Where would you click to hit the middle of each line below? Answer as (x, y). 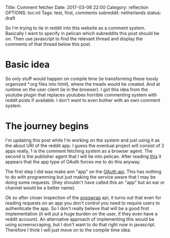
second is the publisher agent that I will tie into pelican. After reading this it (83, 156)
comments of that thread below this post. (48, 44)
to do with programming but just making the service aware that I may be (80, 177)
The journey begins (47, 126)
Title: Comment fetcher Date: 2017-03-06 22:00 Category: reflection (77, 7)
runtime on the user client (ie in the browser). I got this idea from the (77, 89)
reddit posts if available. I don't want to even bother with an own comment (83, 100)
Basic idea (27, 65)
